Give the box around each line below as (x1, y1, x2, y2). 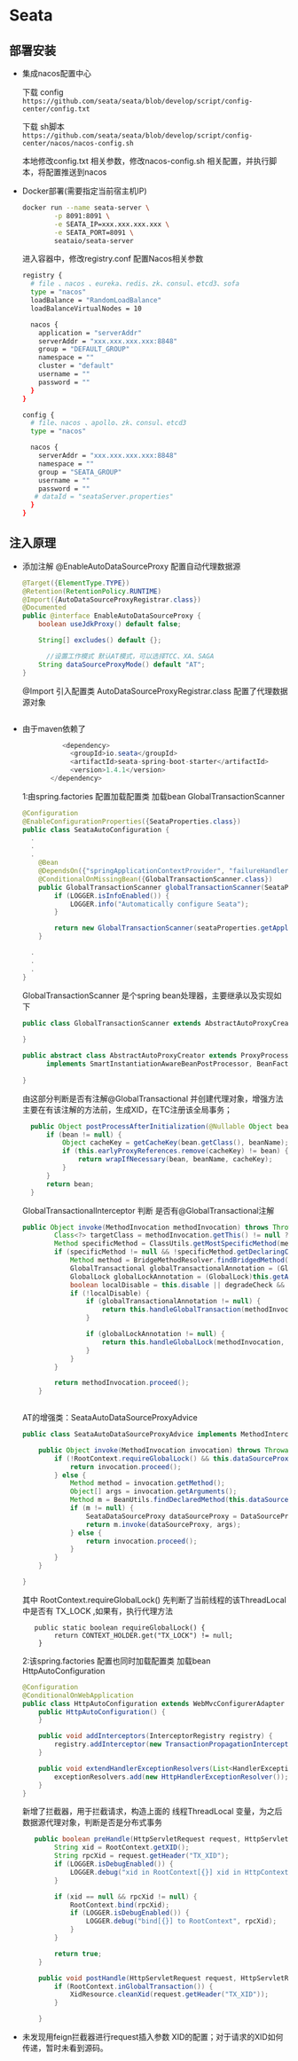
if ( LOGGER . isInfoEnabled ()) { (54, 891, 170, 901)
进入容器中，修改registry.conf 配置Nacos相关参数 (21, 254, 204, 264)
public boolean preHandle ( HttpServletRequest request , (34, 1835, 241, 1844)
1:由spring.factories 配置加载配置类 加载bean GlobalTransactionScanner (21, 791, 286, 801)
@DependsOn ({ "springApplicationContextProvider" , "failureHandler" (38, 867, 293, 876)
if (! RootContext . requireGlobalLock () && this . (54, 1454, 233, 1463)
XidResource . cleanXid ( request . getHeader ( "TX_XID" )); (69, 1990, 269, 1999)
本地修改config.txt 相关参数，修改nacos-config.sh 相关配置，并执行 (21, 156, 270, 166)
